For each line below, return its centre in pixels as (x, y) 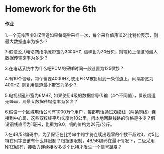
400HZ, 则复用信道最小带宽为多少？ (41, 85)
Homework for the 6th (51, 9)
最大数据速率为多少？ (26, 41)
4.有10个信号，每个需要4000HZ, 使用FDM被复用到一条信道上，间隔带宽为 (79, 79)
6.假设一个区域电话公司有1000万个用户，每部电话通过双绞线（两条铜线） (78, 112)
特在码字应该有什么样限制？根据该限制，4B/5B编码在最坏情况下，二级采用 (80, 141)
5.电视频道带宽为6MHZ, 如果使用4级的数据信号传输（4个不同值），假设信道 (80, 95)
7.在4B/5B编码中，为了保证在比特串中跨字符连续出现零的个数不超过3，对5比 (82, 135)
